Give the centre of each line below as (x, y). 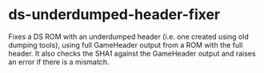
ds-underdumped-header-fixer (114, 15)
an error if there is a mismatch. (59, 62)
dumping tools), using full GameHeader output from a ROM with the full (126, 44)
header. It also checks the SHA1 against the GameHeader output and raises (132, 53)
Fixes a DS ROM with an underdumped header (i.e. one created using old (129, 36)
